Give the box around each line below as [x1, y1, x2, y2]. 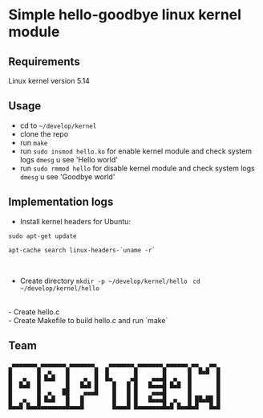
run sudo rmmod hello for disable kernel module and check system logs [19, 163, 255, 173]
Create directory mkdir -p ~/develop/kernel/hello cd [19, 276, 200, 285]
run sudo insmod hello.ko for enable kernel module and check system [19, 146, 253, 156]
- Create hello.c [8, 307, 60, 317]
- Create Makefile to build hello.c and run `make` [8, 315, 168, 325]
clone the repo [19, 129, 69, 138]
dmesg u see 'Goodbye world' [19, 171, 115, 182]
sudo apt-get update [8, 232, 78, 240]
